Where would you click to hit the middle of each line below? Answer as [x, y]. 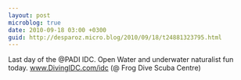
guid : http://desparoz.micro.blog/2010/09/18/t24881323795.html [115, 37]
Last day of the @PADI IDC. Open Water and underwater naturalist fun [121, 60]
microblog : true [34, 23]
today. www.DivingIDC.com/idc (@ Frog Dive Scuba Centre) [104, 68]
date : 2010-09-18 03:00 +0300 [58, 30]
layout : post [29, 15]
